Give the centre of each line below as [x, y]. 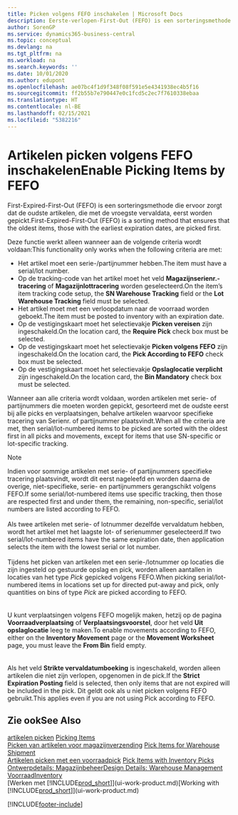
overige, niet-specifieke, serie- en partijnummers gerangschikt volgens [112, 486]
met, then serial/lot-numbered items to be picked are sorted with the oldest [118, 428]
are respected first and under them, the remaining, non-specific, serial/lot [115, 501]
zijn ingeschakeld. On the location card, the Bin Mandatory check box [120, 377]
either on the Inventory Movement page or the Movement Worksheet [111, 638]
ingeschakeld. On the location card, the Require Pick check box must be [123, 331]
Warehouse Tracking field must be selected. [83, 301]
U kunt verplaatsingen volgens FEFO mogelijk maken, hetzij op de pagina [115, 615]
